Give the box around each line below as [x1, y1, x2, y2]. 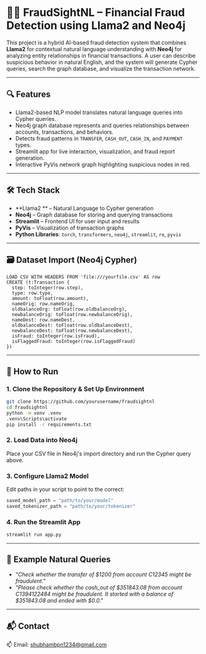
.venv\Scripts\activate [6, 415, 67, 422]
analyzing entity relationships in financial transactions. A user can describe [6, 52, 196, 59]
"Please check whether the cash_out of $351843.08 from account [15, 583, 183, 591]
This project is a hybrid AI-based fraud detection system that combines [6, 39, 187, 46]
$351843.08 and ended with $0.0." [15, 596, 104, 604]
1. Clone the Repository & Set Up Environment [6, 385, 145, 393]
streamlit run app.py [6, 532, 62, 538]
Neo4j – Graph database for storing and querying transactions [15, 211, 173, 218]
